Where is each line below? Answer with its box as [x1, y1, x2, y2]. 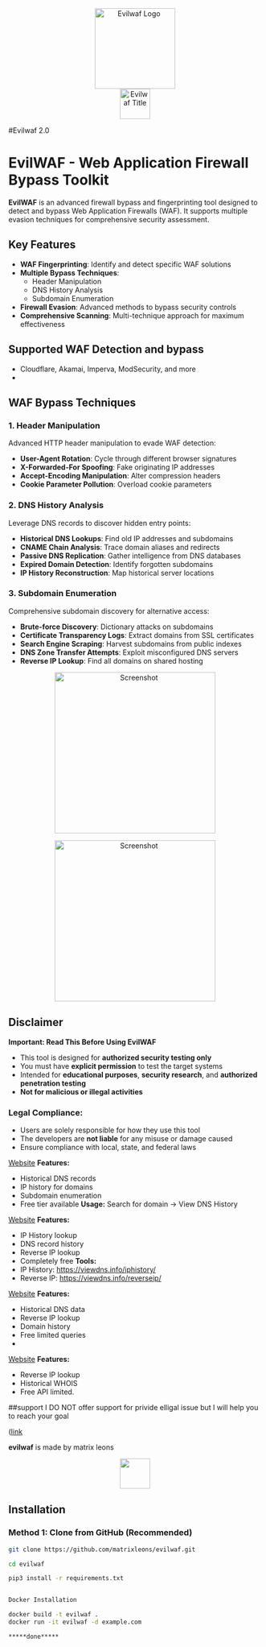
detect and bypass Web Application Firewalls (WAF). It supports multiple [8, 205, 248, 216]
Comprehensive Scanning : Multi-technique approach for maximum [19, 310, 245, 321]
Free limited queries [19, 1330, 86, 1339]
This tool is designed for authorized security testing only [19, 1053, 212, 1062]
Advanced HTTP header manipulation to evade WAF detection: [8, 438, 216, 448]
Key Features [8, 238, 76, 252]
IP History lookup [19, 1230, 78, 1239]
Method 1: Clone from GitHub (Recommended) [8, 1527, 193, 1538]
